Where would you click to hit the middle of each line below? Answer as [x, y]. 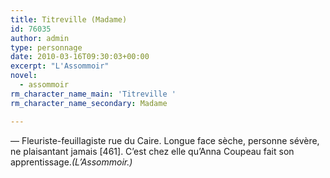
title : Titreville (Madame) [69, 19]
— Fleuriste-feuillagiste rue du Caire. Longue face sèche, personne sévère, [165, 140]
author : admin [40, 38]
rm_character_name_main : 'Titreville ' [93, 94]
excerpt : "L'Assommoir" [60, 66]
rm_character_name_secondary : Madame [89, 103]
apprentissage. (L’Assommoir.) [71, 162]
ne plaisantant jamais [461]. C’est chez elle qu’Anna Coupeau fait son [152, 151]
